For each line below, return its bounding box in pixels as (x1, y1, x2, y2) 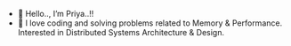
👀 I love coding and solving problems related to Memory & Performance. (17, 18, 283, 28)
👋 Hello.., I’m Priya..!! (17, 9, 94, 19)
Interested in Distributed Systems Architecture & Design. (17, 27, 225, 37)
